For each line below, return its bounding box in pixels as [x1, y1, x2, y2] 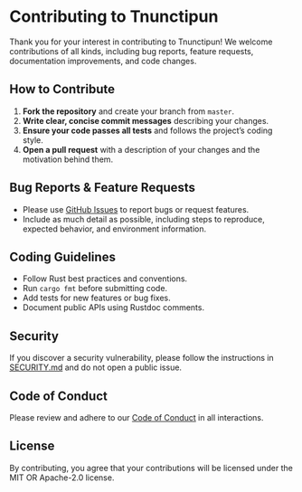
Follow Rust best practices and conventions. [22, 273, 188, 284]
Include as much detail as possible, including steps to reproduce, [22, 213, 265, 224]
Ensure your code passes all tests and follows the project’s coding [22, 125, 273, 136]
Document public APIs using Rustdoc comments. [22, 302, 205, 313]
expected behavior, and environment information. [22, 223, 206, 234]
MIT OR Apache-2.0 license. [9, 472, 115, 483]
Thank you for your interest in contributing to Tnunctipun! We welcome [9, 36, 273, 47]
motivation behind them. [22, 154, 114, 165]
